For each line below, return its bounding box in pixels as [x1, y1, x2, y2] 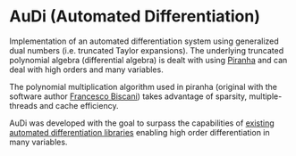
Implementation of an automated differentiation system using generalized [9, 36, 279, 46]
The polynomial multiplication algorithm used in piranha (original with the [9, 81, 277, 92]
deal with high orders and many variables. [9, 64, 164, 75]
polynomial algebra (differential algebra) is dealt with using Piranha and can [9, 54, 288, 65]
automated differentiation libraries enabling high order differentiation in [9, 127, 270, 137]
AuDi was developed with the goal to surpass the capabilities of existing [9, 118, 275, 128]
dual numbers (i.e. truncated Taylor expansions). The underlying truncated [9, 45, 284, 55]
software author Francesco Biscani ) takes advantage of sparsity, [9, 91, 248, 102]
